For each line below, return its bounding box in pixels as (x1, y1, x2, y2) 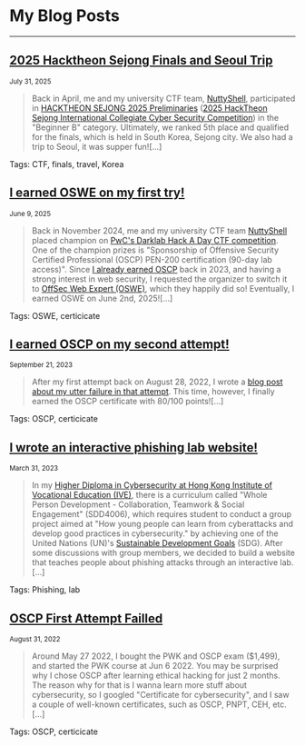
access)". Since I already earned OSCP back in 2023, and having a (31, 264, 281, 274)
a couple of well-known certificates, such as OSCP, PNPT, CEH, (31, 699, 271, 710)
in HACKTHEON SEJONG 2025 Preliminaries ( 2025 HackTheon (31, 102, 268, 114)
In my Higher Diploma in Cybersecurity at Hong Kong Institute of (31, 480, 273, 491)
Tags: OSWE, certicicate (9, 310, 101, 321)
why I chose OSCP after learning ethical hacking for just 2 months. (31, 670, 281, 681)
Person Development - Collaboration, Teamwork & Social (31, 499, 245, 510)
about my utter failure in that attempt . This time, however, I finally (31, 386, 275, 397)
